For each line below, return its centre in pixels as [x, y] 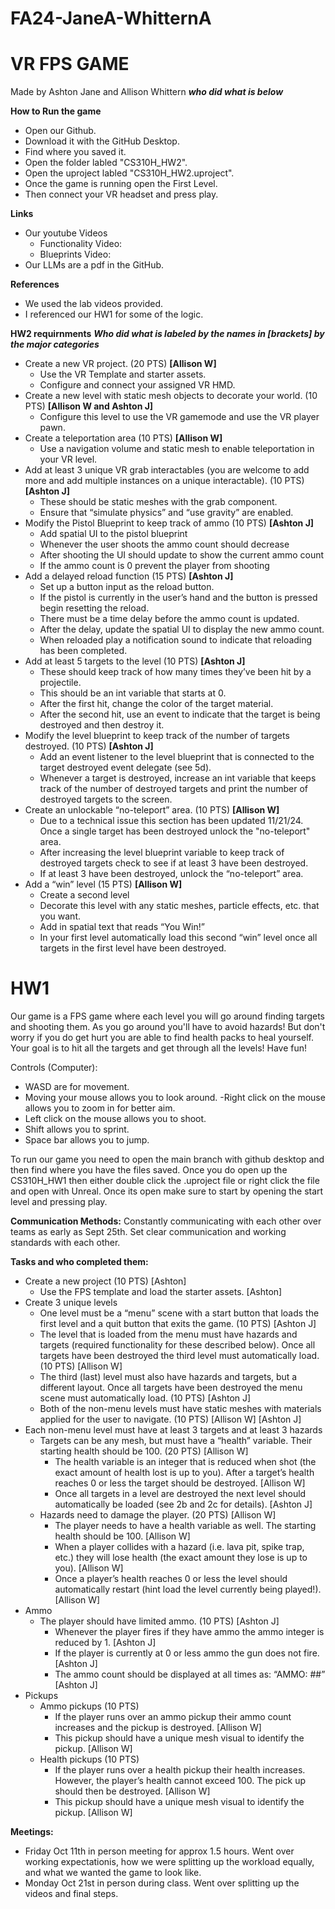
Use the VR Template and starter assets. [123, 374]
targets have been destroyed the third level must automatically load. [179, 1356]
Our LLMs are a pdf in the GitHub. [94, 265]
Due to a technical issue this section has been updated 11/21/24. [171, 821]
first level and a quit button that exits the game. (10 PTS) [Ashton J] [178, 1324]
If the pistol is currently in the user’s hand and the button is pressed [178, 598]
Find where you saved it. [75, 152]
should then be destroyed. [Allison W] [132, 1791]
